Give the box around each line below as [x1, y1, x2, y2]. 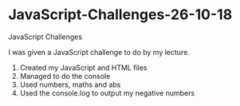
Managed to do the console [19, 71, 111, 80]
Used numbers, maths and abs [19, 80, 121, 89]
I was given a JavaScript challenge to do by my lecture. [8, 47, 190, 57]
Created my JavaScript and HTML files [19, 62, 148, 73]
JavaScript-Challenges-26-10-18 [8, 6, 233, 24]
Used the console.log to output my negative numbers [19, 88, 195, 97]
